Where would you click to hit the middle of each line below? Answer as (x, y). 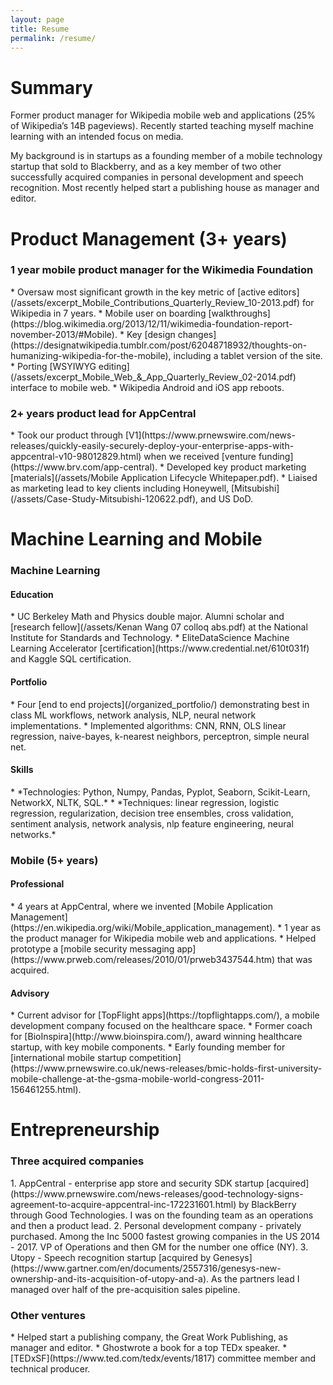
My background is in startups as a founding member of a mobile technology (166, 156)
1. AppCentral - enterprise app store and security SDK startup (137, 1183)
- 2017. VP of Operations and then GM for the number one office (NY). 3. (159, 1247)
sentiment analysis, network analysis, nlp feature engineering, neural (152, 823)
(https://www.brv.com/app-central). (84, 467)
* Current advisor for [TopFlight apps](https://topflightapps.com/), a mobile (165, 1015)
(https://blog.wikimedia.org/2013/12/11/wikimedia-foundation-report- (151, 323)
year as (305, 927)
